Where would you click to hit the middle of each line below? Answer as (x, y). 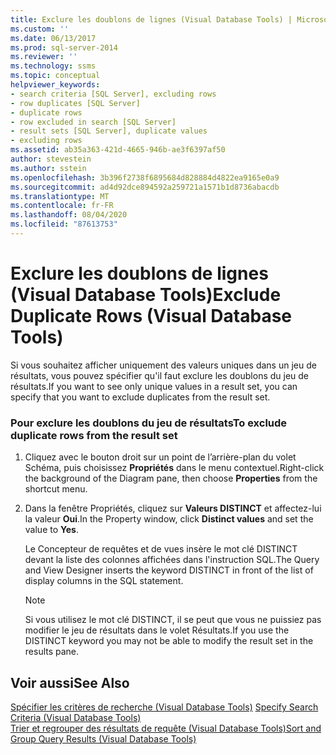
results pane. (52, 652)
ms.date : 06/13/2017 (53, 38)
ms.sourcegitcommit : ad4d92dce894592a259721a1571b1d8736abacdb (145, 187)
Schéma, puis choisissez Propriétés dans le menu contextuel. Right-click (174, 468)
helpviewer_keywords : (55, 85)
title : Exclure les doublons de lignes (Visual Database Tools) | (151, 19)
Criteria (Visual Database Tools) (76, 717)
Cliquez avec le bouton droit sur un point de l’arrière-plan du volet (160, 457)
